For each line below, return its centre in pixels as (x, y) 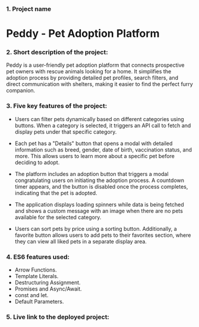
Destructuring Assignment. (48, 283)
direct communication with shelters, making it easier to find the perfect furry (99, 84)
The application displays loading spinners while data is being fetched (99, 204)
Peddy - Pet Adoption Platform (83, 34)
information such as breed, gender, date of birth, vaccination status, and (103, 149)
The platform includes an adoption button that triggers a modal (91, 174)
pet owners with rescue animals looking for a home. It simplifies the (89, 72)
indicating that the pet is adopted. (56, 193)
